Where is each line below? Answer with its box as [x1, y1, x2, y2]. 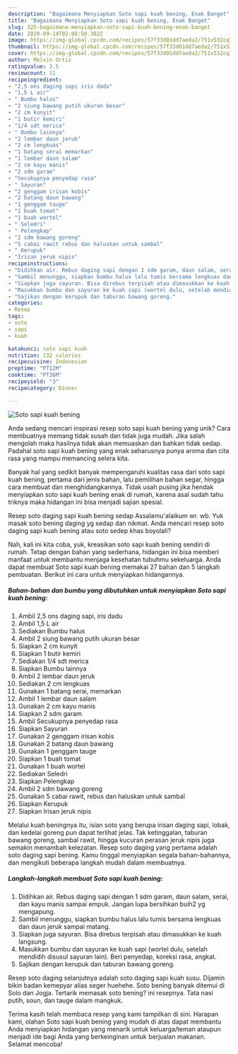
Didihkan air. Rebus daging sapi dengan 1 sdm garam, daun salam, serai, [18, 892, 229, 901]
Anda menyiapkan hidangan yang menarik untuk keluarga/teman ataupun [8, 1024, 222, 1033]
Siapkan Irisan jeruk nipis [18, 807, 92, 815]
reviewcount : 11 [8, 69, 56, 76]
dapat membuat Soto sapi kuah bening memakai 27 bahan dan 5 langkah [8, 563, 220, 571]
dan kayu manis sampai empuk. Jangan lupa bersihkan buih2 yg [18, 899, 206, 908]
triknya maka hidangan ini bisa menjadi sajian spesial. [8, 498, 164, 506]
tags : [8, 312, 24, 320]
